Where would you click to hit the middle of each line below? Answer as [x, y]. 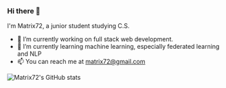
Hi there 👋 [24, 11]
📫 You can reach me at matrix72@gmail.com [81, 62]
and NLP [29, 54]
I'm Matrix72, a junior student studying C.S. [68, 26]
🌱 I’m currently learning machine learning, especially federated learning [118, 47]
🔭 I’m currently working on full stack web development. [95, 39]
